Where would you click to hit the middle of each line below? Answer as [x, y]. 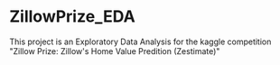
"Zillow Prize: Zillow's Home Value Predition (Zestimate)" [115, 51]
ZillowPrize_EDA [72, 17]
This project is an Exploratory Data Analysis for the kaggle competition [140, 42]
